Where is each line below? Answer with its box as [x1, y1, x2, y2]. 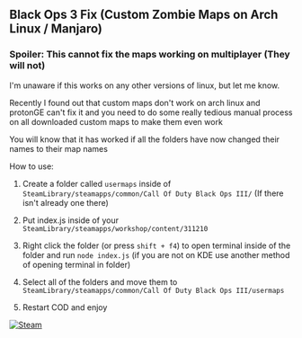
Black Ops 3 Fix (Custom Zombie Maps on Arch [9, 7, 279, 22]
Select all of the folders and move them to [22, 276, 178, 287]
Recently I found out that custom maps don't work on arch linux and [9, 97, 261, 108]
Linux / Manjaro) [9, 22, 103, 37]
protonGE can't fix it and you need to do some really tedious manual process [9, 107, 293, 118]
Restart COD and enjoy [22, 301, 108, 313]
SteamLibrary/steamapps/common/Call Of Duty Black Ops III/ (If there [22, 188, 285, 199]
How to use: [9, 161, 54, 172]
